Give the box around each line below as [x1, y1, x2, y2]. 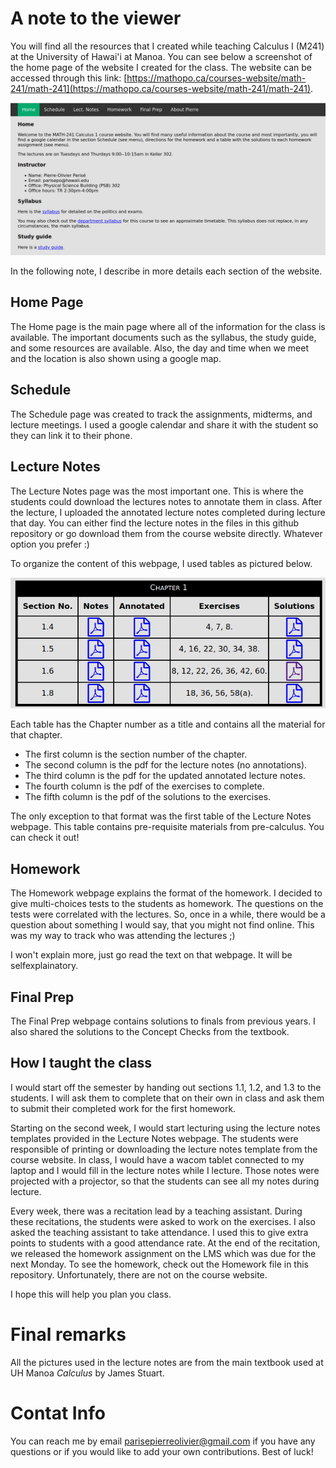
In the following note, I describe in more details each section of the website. [10, 265, 323, 277]
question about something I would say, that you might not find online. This [10, 919, 315, 931]
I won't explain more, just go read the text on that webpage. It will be [10, 949, 293, 961]
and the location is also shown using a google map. [10, 352, 222, 364]
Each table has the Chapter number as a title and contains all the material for [10, 718, 326, 731]
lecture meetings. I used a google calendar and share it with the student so [10, 418, 319, 431]
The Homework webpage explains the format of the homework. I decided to [10, 887, 323, 899]
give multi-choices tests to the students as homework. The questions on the [10, 898, 324, 910]
